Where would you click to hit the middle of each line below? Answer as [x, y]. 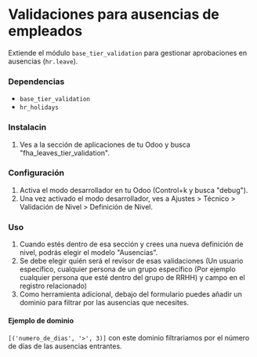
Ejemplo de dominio [41, 320]
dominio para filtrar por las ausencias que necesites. [104, 303]
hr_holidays [39, 107]
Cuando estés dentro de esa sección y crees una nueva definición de [131, 244]
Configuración [36, 173]
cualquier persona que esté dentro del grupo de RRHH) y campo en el [132, 278]
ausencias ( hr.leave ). [43, 61]
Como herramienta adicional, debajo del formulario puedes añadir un [131, 294]
